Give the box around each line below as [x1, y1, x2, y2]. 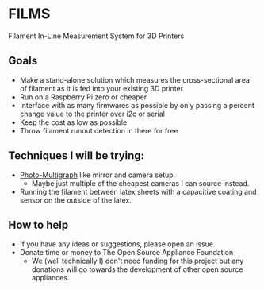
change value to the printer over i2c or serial [19, 109, 165, 118]
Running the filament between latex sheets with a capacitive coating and [19, 187, 257, 196]
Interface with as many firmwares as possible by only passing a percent [19, 100, 255, 110]
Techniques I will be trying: [8, 149, 145, 163]
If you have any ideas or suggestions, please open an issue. [19, 239, 216, 249]
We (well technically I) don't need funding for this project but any [31, 256, 244, 266]
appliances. [31, 273, 70, 283]
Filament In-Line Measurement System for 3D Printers [8, 31, 185, 41]
